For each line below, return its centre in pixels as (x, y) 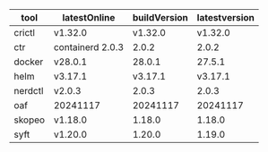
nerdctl (29, 91)
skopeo (30, 120)
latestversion (226, 17)
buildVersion (160, 17)
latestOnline (89, 17)
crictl (25, 33)
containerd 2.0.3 (88, 47)
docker (29, 62)
